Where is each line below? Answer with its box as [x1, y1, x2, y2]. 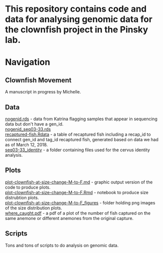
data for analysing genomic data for [5, 14, 153, 25]
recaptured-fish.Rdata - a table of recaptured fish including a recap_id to [5, 131, 151, 137]
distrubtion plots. [5, 195, 39, 200]
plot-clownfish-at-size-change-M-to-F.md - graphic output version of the [5, 179, 153, 185]
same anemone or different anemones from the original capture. [5, 215, 134, 221]
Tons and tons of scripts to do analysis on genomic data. [5, 242, 119, 248]
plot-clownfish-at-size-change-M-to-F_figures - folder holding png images [5, 199, 156, 205]
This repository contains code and [5, 3, 147, 15]
